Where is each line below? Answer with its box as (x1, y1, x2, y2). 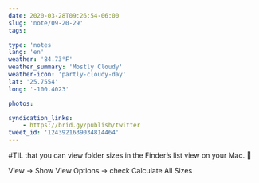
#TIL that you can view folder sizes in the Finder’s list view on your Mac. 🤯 (8, 150, 252, 160)
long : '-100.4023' (8, 85, 69, 93)
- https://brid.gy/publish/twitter (22, 121, 141, 130)
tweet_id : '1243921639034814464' (8, 129, 120, 137)
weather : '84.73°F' (8, 56, 73, 64)
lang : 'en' (8, 49, 45, 56)
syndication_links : (8, 114, 73, 122)
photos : (8, 99, 34, 107)
